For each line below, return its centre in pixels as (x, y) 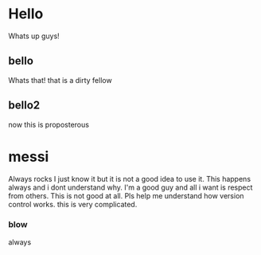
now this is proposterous (49, 124)
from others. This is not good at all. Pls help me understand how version (126, 195)
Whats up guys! (34, 36)
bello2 (24, 106)
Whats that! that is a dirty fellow (60, 80)
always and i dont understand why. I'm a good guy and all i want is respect (130, 187)
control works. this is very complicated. (73, 204)
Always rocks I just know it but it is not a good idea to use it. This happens (130, 178)
